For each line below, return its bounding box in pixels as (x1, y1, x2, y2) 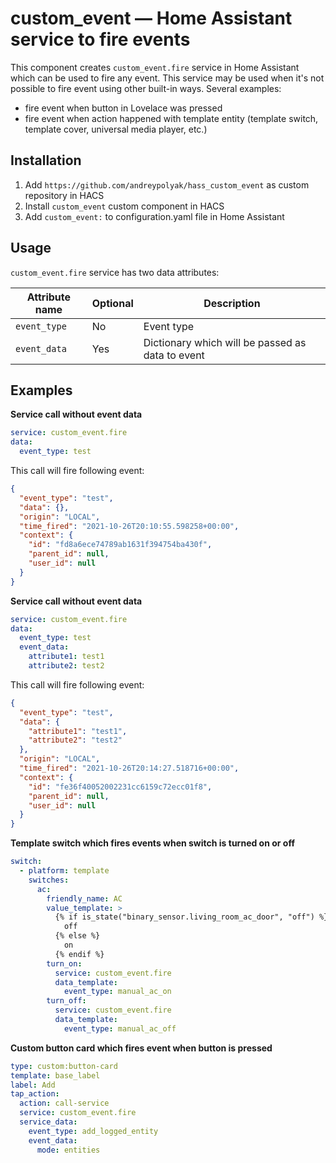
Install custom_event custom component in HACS (24, 200, 225, 212)
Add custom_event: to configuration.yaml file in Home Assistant (24, 210, 285, 222)
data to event (143, 348, 205, 362)
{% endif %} (54, 949, 105, 959)
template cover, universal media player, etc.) (24, 123, 208, 135)
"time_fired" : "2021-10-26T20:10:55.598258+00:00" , (19, 521, 240, 531)
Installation (10, 152, 82, 169)
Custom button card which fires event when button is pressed (10, 1042, 273, 1054)
